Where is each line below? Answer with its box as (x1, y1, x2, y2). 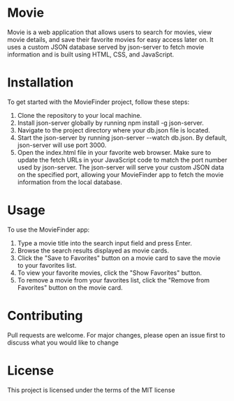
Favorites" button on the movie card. (17, 283, 124, 292)
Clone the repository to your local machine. (17, 111, 142, 119)
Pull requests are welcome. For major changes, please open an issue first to (7, 331, 226, 339)
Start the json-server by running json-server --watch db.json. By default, (17, 133, 227, 142)
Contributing (7, 308, 83, 324)
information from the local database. (17, 178, 122, 186)
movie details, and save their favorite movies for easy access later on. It (7, 35, 214, 43)
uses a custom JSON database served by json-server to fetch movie (7, 43, 205, 51)
